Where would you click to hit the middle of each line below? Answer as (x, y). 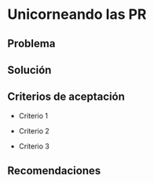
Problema (31, 44)
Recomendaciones (54, 171)
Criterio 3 (34, 146)
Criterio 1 (33, 115)
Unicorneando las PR (77, 15)
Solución (29, 70)
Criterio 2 (34, 130)
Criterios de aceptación (66, 97)
